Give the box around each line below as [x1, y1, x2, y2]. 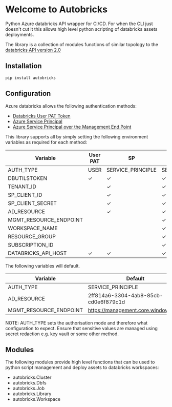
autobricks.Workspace [12, 396, 61, 402]
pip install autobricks [5, 75, 56, 80]
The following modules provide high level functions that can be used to [5, 359, 155, 365]
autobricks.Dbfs [12, 380, 47, 386]
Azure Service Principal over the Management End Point [12, 124, 132, 130]
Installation [5, 62, 42, 70]
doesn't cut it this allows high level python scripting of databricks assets [5, 26, 158, 32]
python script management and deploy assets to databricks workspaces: [5, 364, 159, 371]
